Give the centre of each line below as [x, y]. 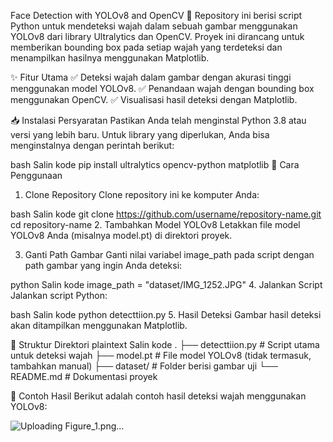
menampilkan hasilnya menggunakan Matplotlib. [110, 58]
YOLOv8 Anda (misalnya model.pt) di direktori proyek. [121, 235]
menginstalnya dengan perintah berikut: [92, 145]
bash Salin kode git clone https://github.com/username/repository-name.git [166, 214]
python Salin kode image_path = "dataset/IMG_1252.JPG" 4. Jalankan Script [166, 284]
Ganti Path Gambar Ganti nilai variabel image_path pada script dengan [169, 254]
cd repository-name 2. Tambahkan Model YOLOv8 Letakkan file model [155, 224]
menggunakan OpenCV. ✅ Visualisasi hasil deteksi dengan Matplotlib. [154, 99]
